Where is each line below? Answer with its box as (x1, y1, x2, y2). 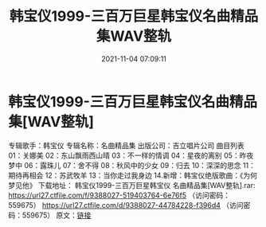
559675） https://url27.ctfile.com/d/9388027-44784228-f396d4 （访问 (8, 200, 244, 209)
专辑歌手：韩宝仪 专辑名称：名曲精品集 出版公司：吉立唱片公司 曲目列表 (8, 140, 244, 150)
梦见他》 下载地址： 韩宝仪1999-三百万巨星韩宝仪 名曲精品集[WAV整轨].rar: (8, 180, 256, 190)
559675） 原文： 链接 (22, 210, 92, 220)
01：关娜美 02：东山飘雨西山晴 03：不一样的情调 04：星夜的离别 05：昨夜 (8, 151, 254, 160)
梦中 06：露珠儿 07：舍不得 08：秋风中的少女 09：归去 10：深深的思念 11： (8, 160, 256, 170)
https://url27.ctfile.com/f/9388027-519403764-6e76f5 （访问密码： (8, 190, 231, 200)
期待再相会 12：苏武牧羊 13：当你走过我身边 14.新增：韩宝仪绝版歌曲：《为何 (8, 170, 257, 180)
